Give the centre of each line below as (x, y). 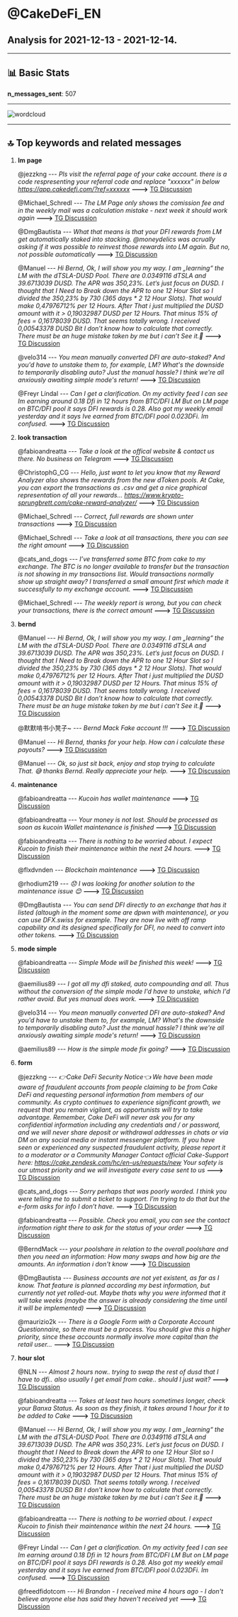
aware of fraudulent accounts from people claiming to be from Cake (118, 1087)
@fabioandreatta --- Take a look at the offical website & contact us (116, 451)
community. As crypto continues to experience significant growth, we (119, 1102)
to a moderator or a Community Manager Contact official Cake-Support (123, 1154)
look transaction (42, 437)
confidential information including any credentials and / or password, (119, 1125)
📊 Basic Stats (38, 73)
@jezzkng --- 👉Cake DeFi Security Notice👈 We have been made (115, 1076)
